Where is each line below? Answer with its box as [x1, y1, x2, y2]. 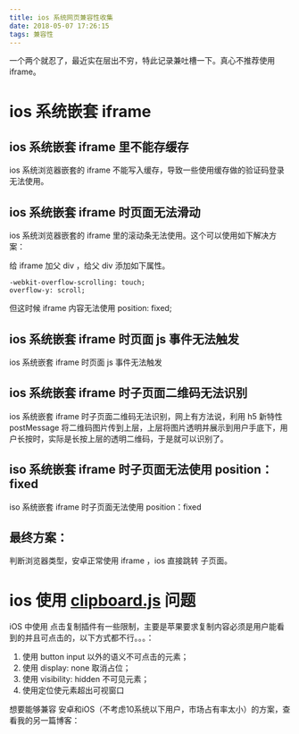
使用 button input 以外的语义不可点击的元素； [21, 652, 189, 662]
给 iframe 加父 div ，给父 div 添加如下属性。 [9, 260, 170, 271]
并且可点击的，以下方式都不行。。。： [24, 632, 154, 644]
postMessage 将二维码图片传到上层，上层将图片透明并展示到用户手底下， [9, 422, 281, 433]
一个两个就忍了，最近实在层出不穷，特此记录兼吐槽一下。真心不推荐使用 [9, 55, 275, 66]
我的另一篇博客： [16, 715, 80, 726]
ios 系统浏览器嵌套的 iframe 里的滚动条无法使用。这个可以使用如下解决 [9, 230, 270, 241]
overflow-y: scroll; [9, 286, 87, 295]
